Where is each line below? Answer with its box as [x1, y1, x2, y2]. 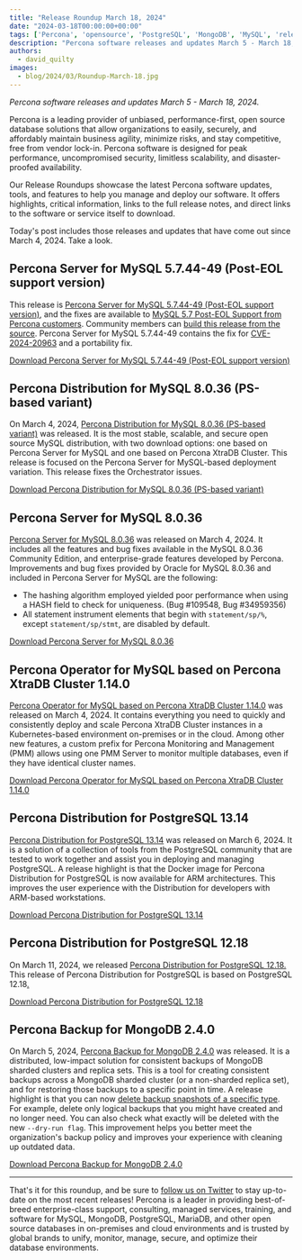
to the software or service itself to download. [9, 208, 175, 219]
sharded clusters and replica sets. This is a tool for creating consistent [9, 1065, 270, 1076]
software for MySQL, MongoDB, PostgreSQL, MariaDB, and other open [9, 1213, 271, 1225]
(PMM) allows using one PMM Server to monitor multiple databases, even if [9, 748, 289, 758]
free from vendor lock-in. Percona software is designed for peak [9, 142, 248, 153]
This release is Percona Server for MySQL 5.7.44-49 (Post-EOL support [9, 299, 274, 310]
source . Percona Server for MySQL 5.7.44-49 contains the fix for [9, 328, 249, 339]
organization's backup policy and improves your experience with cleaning [9, 1132, 283, 1143]
